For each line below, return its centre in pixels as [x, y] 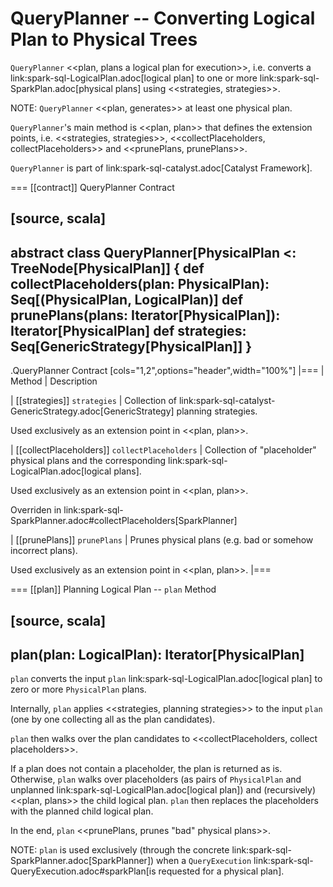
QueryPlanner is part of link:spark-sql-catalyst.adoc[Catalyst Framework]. [161, 168]
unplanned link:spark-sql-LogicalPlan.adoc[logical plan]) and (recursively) [163, 790]
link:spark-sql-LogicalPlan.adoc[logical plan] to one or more [134, 78]
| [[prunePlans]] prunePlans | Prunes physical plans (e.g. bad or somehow [162, 540]
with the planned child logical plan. [82, 811]
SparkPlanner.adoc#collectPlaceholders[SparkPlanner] [124, 521]
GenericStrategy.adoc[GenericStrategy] [92, 411]
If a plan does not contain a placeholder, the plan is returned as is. [146, 769]
